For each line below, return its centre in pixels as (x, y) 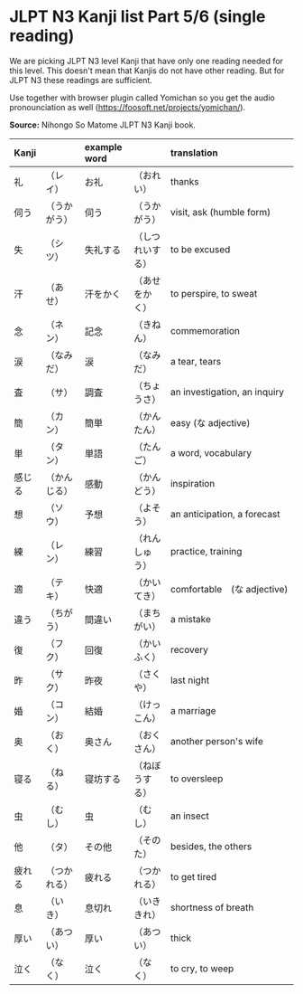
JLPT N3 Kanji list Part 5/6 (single (138, 17)
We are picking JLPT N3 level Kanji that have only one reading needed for (147, 61)
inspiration (193, 483)
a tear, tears (196, 361)
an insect (189, 816)
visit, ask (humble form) (220, 212)
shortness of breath (212, 907)
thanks (185, 181)
